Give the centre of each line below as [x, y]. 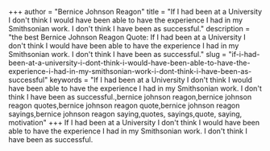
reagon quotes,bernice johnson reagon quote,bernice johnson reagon [124, 105]
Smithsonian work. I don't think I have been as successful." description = [129, 29]
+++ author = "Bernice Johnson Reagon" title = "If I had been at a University [135, 12]
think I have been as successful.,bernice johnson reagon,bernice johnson [130, 97]
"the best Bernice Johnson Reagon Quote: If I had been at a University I [127, 37]
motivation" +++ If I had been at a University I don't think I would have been [134, 122]
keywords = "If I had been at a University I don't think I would [151, 80]
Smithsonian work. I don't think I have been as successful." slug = [118, 54]
